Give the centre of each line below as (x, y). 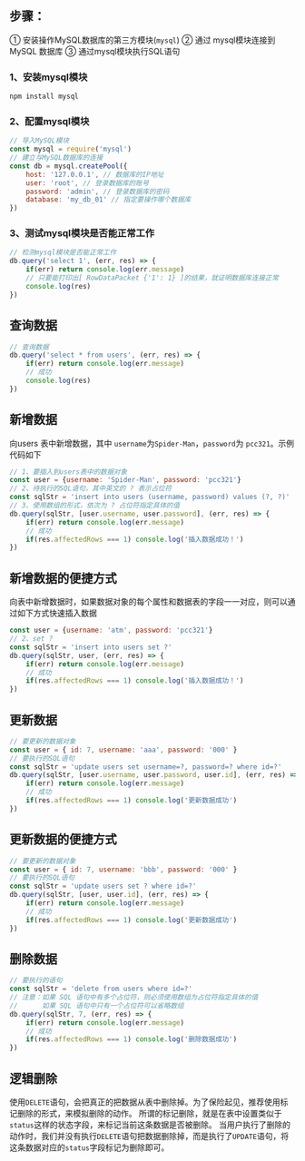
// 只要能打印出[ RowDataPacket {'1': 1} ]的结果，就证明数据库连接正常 (152, 278)
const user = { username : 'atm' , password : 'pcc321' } (111, 630)
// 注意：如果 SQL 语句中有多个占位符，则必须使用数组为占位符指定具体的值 (134, 998)
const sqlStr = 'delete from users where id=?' (101, 989)
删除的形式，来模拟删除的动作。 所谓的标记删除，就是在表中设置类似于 (149, 1114)
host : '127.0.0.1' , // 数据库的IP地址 (95, 174)
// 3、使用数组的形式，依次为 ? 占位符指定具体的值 (94, 506)
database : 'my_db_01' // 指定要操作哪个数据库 (108, 200)
